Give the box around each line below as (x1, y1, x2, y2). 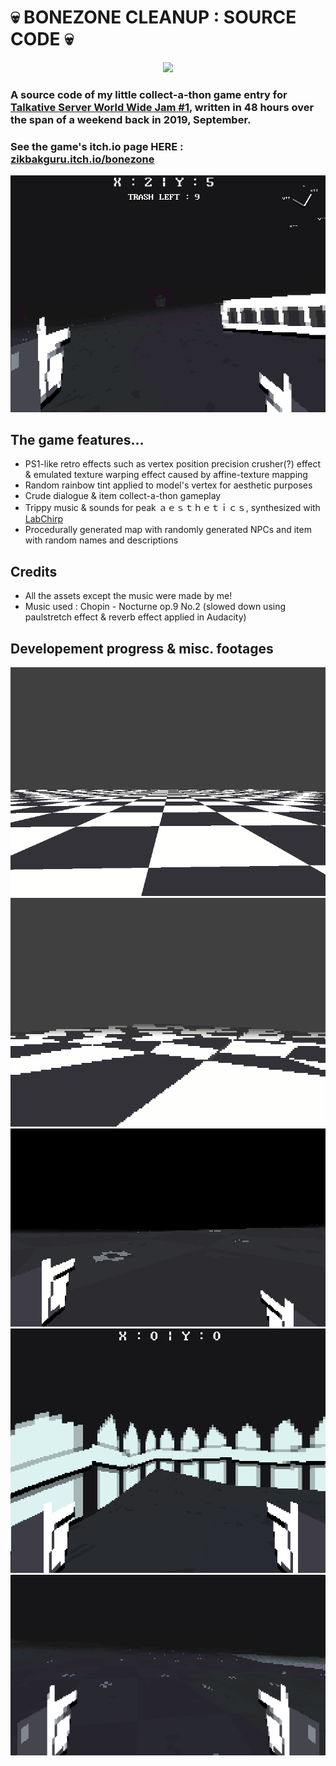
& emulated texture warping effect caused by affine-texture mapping (24, 469, 308, 481)
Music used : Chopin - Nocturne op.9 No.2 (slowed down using (24, 601, 287, 613)
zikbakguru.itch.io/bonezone (10, 152, 155, 166)
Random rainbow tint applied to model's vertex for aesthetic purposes (24, 479, 313, 491)
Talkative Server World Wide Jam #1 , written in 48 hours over (10, 100, 315, 114)
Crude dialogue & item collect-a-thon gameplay (24, 490, 222, 502)
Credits (10, 563, 58, 580)
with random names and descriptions (24, 534, 179, 546)
